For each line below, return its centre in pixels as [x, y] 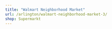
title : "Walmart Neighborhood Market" [45, 10]
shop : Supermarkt [23, 19]
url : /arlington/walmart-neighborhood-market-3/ [56, 14]
